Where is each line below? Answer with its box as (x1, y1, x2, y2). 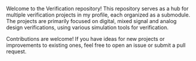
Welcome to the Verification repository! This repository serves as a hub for (6, 5, 189, 12)
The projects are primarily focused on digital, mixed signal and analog (6, 18, 177, 24)
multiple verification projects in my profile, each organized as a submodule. (6, 11, 191, 18)
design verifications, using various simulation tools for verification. (6, 24, 169, 31)
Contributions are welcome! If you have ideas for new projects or (6, 36, 165, 42)
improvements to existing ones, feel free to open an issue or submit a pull (6, 41, 186, 49)
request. (6, 48, 27, 55)
